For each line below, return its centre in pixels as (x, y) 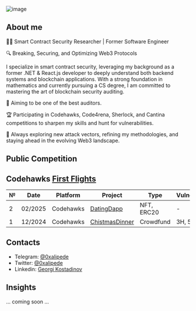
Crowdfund (155, 222)
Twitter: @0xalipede (38, 262)
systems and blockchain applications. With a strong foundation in (85, 79)
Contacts (23, 243)
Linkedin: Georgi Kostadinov (48, 269)
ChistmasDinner (112, 222)
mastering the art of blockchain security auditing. (65, 91)
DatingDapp (106, 209)
